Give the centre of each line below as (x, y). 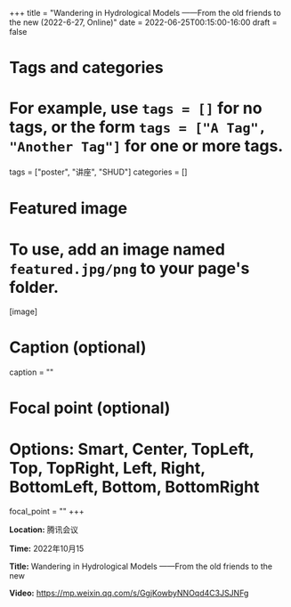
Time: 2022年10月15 (47, 549)
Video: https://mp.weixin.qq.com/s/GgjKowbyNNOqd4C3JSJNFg (129, 593)
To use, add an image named (117, 249)
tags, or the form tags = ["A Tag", (138, 127)
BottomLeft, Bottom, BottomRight (134, 486)
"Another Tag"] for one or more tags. (146, 146)
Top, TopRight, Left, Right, (108, 468)
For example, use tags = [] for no (136, 108)
